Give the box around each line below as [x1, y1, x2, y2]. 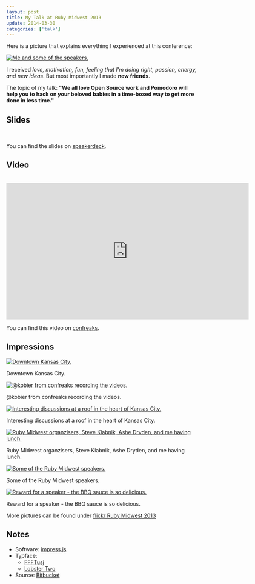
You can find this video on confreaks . [6, 324, 100, 331]
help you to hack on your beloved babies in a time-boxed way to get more [6, 90, 194, 98]
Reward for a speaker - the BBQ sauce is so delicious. [6, 500, 141, 507]
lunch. [6, 453, 22, 460]
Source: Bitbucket [15, 571, 60, 579]
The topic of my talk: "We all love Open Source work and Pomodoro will [6, 84, 188, 92]
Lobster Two [24, 565, 56, 572]
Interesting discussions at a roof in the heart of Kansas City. [6, 417, 156, 424]
